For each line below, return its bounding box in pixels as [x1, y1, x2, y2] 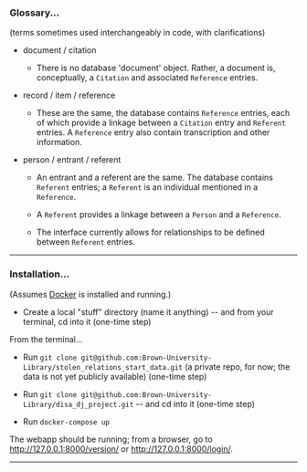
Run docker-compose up [22, 415, 110, 426]
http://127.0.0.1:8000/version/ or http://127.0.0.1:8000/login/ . [9, 443, 233, 454]
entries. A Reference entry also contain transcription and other [36, 127, 270, 138]
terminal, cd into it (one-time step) [22, 316, 152, 327]
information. [36, 137, 82, 148]
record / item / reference [22, 89, 116, 101]
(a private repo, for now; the [184, 361, 291, 372]
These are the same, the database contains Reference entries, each [36, 108, 291, 119]
